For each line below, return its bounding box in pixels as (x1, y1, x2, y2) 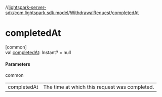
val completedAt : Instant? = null (5, 49, 71, 55)
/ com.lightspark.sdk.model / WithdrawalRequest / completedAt (12, 10, 139, 16)
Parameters (5, 61, 30, 67)
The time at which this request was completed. (43, 83, 154, 90)
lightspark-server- (8, 5, 47, 10)
